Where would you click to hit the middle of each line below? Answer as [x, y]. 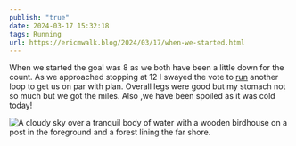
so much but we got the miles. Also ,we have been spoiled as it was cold [142, 96]
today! [21, 105]
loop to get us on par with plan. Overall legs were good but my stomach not [148, 86]
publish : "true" [39, 17]
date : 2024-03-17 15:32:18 [59, 26]
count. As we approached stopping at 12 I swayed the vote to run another [144, 77]
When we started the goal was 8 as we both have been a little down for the [147, 68]
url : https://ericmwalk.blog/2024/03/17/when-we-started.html [127, 42]
